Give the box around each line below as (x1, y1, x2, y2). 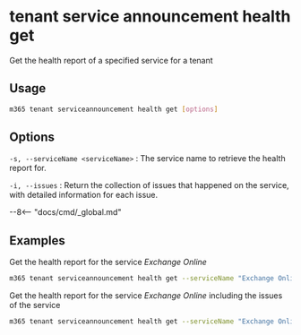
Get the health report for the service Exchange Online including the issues (9, 290, 283, 301)
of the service (9, 300, 61, 311)
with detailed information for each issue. (9, 190, 159, 201)
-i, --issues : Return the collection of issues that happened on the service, (9, 180, 289, 191)
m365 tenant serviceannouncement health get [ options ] (9, 105, 219, 114)
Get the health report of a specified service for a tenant (9, 55, 213, 65)
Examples (9, 233, 65, 248)
